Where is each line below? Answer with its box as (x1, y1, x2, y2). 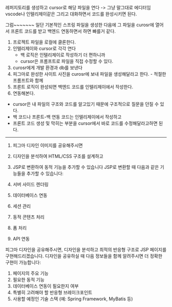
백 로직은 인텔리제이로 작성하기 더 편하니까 (20, 52, 106, 58)
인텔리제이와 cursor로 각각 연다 (12, 46, 76, 51)
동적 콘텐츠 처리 (12, 214, 45, 220)
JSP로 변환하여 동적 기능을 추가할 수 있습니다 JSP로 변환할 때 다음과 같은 (12, 164, 159, 170)
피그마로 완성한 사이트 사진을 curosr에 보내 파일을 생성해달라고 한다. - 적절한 (12, 71, 166, 77)
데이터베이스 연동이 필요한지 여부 (12, 283, 79, 289)
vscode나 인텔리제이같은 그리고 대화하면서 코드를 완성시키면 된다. (5, 11, 137, 17)
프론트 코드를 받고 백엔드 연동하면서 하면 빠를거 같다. (10, 28, 116, 34)
